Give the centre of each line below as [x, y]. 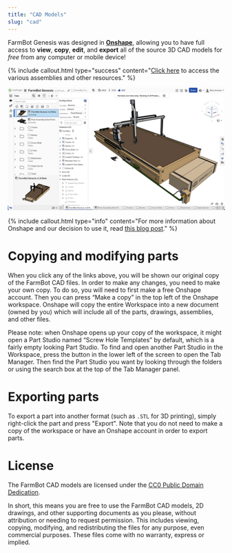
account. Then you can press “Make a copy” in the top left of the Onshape [113, 297]
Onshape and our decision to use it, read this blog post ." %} [93, 228]
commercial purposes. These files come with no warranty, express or [106, 534]
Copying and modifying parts [93, 257]
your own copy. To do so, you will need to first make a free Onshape [105, 290]
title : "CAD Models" [38, 14]
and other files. [29, 319]
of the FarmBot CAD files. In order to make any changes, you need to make [114, 282]
